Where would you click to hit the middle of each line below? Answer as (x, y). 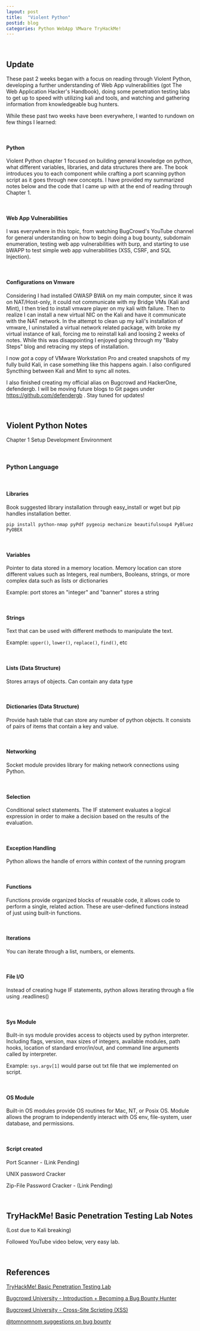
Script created (24, 1149)
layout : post (22, 12)
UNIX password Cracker (36, 1174)
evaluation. (20, 823)
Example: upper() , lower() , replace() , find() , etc (67, 642)
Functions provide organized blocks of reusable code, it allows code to (93, 900)
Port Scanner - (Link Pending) (43, 1162)
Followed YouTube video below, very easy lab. (63, 1242)
